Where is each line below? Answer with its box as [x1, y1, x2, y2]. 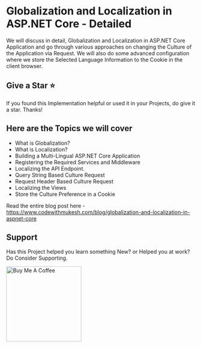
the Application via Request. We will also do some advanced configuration [6, 49, 190, 56]
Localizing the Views [14, 184, 67, 191]
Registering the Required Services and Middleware [14, 158, 141, 166]
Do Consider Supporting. [6, 254, 68, 262]
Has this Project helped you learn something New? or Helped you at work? [6, 248, 190, 255]
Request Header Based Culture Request [14, 177, 114, 185]
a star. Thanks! [6, 106, 43, 113]
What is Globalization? [14, 139, 70, 147]
